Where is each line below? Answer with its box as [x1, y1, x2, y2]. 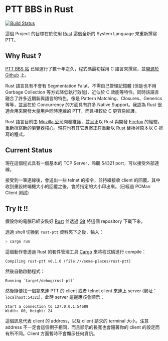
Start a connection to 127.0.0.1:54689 [5, 304, 89, 309]
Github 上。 [5, 72, 29, 78]
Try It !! [5, 204, 29, 213]
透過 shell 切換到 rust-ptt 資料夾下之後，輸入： [5, 229, 104, 235]
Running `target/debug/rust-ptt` [5, 278, 75, 284]
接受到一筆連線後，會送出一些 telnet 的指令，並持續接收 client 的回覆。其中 [5, 177, 160, 183]
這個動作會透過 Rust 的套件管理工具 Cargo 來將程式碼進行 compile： [5, 249, 146, 255]
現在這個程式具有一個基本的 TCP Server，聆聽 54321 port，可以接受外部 [5, 160, 155, 166]
